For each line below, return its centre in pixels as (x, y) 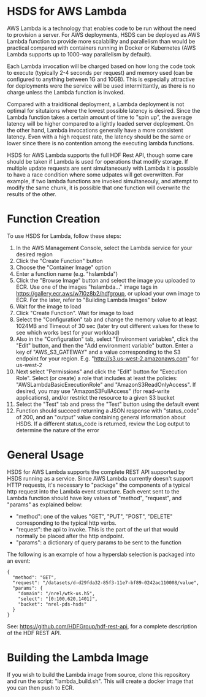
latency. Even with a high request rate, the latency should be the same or (99, 137)
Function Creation (54, 219)
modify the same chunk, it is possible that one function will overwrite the (99, 188)
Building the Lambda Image (78, 658)
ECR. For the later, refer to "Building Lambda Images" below (91, 300)
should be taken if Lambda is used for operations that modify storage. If (98, 161)
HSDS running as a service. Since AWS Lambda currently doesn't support (100, 478)
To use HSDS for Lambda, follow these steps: (64, 236)
